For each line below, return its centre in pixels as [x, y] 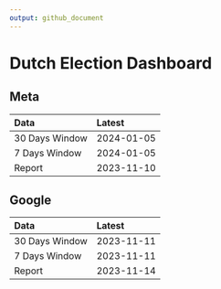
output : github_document [57, 18]
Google [31, 201]
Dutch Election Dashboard [111, 63]
